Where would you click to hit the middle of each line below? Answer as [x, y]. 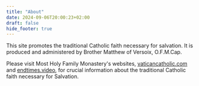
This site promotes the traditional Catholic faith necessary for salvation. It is [100, 46]
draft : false [23, 23]
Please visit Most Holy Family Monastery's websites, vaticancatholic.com [97, 64]
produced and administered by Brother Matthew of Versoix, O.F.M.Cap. [94, 52]
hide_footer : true [29, 29]
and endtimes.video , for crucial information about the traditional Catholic [96, 70]
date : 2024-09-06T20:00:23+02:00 [48, 17]
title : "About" [25, 12]
